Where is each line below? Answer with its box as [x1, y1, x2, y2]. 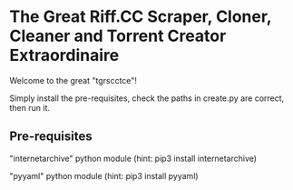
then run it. [9, 102, 50, 113]
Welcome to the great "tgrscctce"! [9, 75, 138, 85]
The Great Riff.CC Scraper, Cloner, [9, 6, 272, 27]
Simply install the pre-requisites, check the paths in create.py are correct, [9, 93, 285, 104]
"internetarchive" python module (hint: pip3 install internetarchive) [9, 153, 257, 164]
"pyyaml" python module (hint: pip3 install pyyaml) [9, 170, 199, 181]
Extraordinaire [9, 45, 120, 65]
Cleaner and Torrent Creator [9, 25, 227, 46]
